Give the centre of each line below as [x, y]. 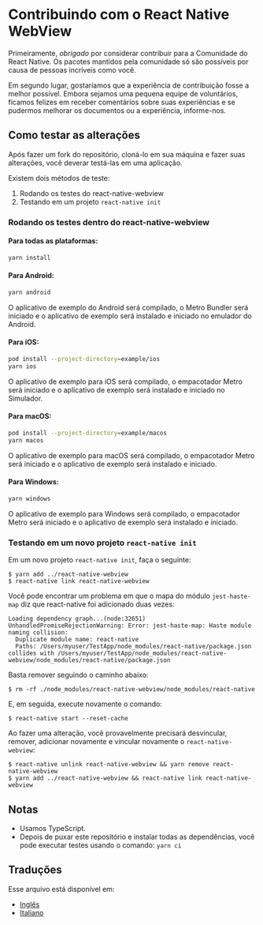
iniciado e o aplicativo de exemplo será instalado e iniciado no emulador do [130, 316]
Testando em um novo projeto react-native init [102, 543]
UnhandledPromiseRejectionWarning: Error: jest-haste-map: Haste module [130, 626]
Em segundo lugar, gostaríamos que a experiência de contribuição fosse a [129, 85]
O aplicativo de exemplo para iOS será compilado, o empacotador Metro [125, 382]
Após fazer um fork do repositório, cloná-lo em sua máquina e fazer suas [127, 154]
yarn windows [30, 498]
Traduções [35, 870]
